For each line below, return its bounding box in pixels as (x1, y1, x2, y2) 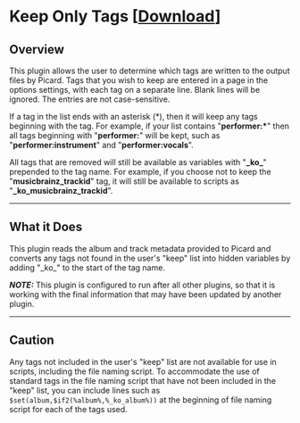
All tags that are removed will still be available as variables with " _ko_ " (9, 157, 268, 167)
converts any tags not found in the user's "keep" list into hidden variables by (9, 253, 291, 263)
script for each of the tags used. (9, 403, 128, 414)
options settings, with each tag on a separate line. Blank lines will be (9, 85, 261, 95)
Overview (9, 42, 65, 57)
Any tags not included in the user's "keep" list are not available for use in (9, 356, 277, 367)
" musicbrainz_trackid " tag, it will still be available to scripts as (9, 176, 239, 187)
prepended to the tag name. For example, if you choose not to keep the (9, 167, 271, 177)
